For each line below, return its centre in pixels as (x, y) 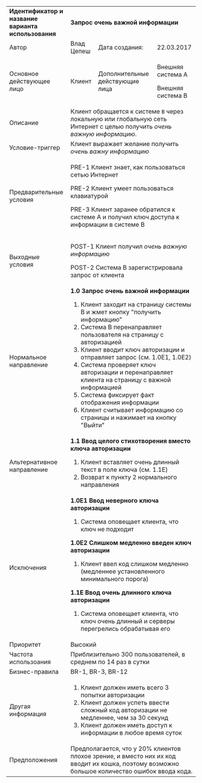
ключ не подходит (107, 529)
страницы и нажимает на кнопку (129, 417)
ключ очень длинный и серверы (128, 621)
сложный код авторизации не (124, 710)
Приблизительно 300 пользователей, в (127, 654)
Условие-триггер (35, 147)
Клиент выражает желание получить (124, 144)
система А (173, 74)
